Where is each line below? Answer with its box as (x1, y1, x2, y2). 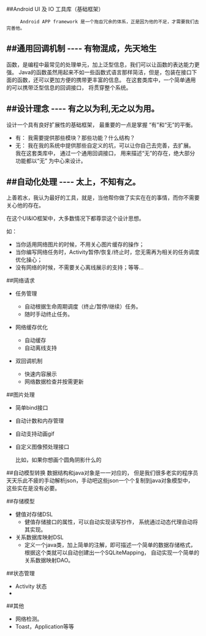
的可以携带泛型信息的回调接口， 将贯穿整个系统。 (6, 83, 132, 91)
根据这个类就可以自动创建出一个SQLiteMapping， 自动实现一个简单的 (24, 549, 200, 556)
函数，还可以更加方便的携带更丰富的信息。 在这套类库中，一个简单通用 (17, 76, 196, 83)
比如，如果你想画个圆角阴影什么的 (15, 456, 102, 464)
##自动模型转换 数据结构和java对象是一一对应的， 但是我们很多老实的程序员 (6, 469, 199, 477)
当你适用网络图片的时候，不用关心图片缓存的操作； (15, 241, 145, 248)
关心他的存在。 (6, 202, 44, 209)
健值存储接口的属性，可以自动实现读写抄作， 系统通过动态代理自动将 (24, 518, 198, 526)
